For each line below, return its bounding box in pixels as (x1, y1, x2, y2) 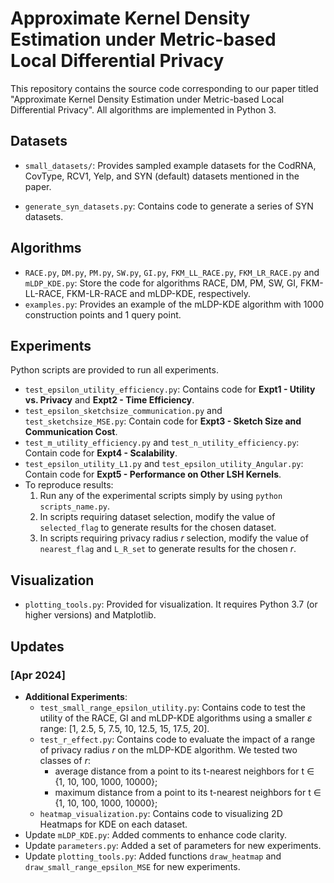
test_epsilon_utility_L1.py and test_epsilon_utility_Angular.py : (24, 458, 304, 470)
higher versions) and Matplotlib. (24, 609, 157, 621)
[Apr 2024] (10, 668, 66, 682)
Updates (10, 638, 65, 655)
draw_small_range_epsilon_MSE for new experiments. (24, 860, 241, 872)
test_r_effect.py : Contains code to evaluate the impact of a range (39, 733, 316, 745)
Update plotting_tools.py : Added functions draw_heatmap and (24, 850, 282, 862)
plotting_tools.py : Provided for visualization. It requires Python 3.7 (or (24, 598, 318, 611)
